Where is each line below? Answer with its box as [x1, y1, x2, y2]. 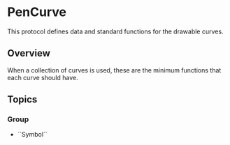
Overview [7, 47, 51, 59]
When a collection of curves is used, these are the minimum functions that [7, 66, 222, 74]
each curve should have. [7, 73, 78, 82]
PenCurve [7, 4, 66, 20]
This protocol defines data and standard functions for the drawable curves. [7, 27, 224, 36]
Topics [7, 93, 38, 105]
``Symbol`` [17, 130, 48, 139]
